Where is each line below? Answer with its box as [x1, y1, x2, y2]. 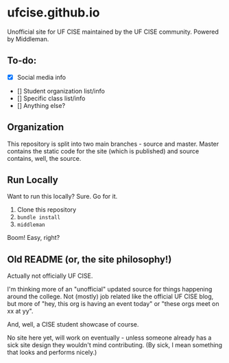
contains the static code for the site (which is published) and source [7, 146, 200, 155]
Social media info [16, 73, 67, 81]
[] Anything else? [16, 101, 66, 109]
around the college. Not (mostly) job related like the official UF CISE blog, [7, 292, 214, 300]
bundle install [16, 214, 61, 221]
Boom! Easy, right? [7, 234, 60, 242]
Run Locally [7, 174, 58, 186]
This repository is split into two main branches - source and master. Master [7, 140, 219, 148]
